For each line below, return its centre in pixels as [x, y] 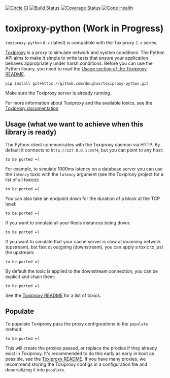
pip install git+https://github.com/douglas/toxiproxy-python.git [77, 83]
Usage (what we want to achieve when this [74, 124]
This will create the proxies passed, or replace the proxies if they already [81, 348]
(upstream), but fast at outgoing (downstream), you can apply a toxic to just [84, 247]
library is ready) [31, 132]
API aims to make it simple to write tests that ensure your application [77, 58]
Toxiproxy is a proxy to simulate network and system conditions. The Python [85, 52]
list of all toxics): [22, 180]
